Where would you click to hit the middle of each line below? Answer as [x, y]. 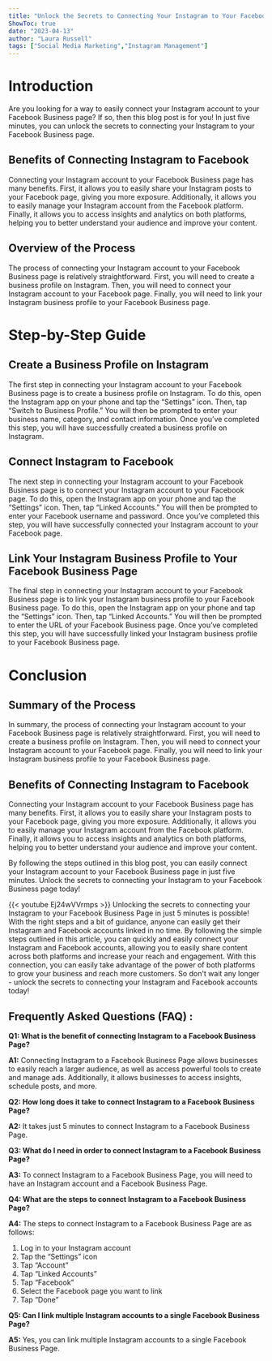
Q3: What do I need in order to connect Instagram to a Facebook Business [135, 1150]
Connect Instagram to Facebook [91, 462]
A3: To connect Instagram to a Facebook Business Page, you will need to [130, 1174]
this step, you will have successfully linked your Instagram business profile [133, 634]
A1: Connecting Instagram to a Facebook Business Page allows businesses [133, 1060]
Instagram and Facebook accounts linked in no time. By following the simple [135, 931]
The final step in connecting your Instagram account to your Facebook [126, 591]
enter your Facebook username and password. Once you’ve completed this [134, 515]
